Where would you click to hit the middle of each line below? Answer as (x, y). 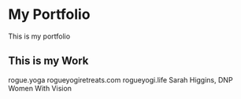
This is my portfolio (39, 36)
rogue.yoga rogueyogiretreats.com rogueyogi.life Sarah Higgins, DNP (121, 79)
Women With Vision (40, 88)
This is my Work (48, 61)
